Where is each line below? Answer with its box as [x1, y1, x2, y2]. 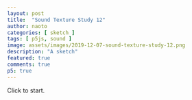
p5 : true [7, 67, 32, 74]
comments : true [7, 61, 51, 68]
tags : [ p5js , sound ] [7, 36, 72, 42]
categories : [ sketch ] [7, 29, 75, 36]
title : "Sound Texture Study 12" [7, 16, 106, 23]
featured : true [7, 55, 51, 62]
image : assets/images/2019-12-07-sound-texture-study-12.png [7, 42, 186, 49]
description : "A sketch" [7, 49, 78, 55]
